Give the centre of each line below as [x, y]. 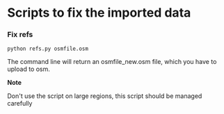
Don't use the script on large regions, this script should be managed [105, 96]
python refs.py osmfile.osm [48, 49]
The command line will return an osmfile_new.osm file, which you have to [112, 62]
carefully [20, 104]
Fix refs [20, 35]
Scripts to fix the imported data [99, 13]
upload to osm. [29, 69]
